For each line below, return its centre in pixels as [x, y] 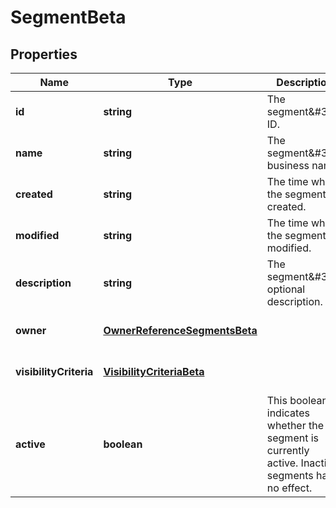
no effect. [289, 488]
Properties [44, 54]
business [288, 165]
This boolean [297, 400]
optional [286, 289]
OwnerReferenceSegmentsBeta [180, 330]
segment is [293, 438]
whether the [295, 425]
